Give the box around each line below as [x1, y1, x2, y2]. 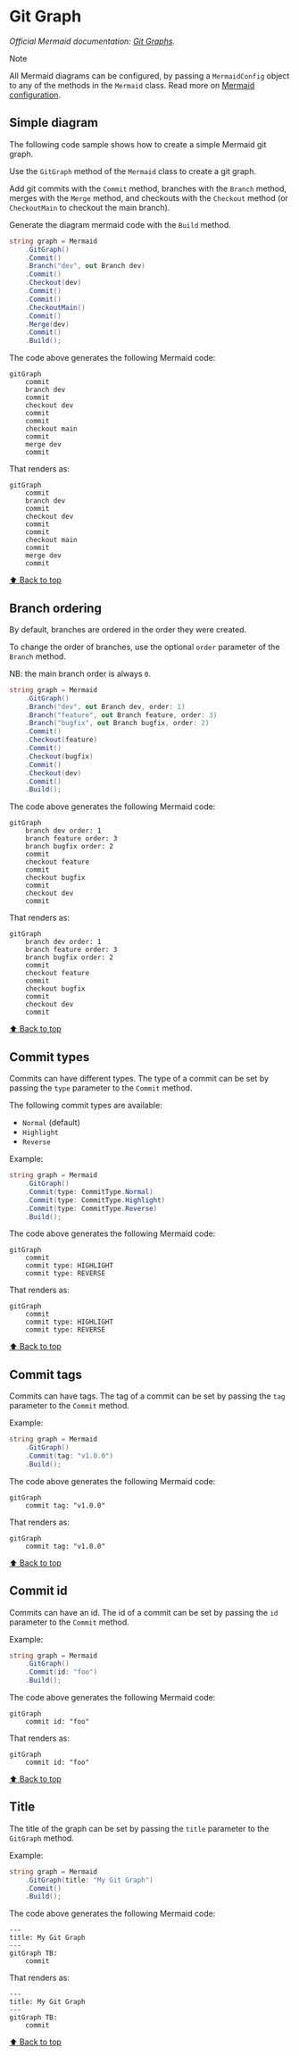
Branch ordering [9, 600, 103, 615]
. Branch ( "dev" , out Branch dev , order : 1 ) [25, 702, 186, 711]
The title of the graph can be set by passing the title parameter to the [9, 1823, 270, 1834]
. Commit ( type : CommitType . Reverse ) [25, 1204, 158, 1213]
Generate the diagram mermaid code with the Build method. [9, 219, 232, 230]
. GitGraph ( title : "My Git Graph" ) [25, 1876, 154, 1885]
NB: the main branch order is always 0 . [9, 668, 152, 679]
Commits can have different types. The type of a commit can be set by [9, 1074, 270, 1084]
